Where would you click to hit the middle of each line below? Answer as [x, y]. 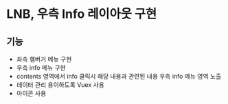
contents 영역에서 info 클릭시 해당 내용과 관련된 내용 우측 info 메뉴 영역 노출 [119, 76]
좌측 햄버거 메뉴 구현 [44, 59]
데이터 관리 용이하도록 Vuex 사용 [60, 85]
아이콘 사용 [31, 93]
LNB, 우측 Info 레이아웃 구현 [82, 14]
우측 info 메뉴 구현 [41, 68]
